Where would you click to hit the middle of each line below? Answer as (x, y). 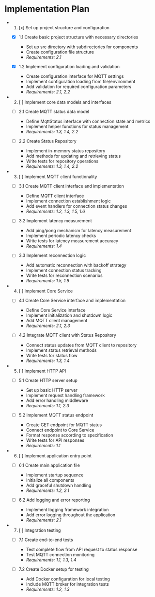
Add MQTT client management (57, 321)
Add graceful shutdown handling (59, 485)
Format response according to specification (70, 435)
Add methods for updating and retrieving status (73, 156)
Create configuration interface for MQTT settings (75, 76)
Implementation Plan (47, 9)
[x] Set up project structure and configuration (64, 27)
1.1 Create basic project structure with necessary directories (78, 37)
